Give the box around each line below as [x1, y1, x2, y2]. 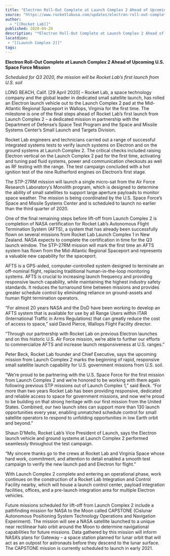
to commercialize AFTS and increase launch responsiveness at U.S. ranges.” [5, 341, 165, 347]
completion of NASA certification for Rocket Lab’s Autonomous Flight [5, 220, 149, 226]
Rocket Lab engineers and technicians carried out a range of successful [5, 136, 156, 143]
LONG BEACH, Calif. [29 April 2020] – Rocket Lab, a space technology [5, 89, 152, 95]
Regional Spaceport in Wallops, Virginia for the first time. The [22, 105, 149, 111]
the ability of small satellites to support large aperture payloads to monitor [5, 189, 159, 195]
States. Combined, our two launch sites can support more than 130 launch [5, 404, 160, 410]
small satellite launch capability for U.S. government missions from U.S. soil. [5, 362, 163, 368]
